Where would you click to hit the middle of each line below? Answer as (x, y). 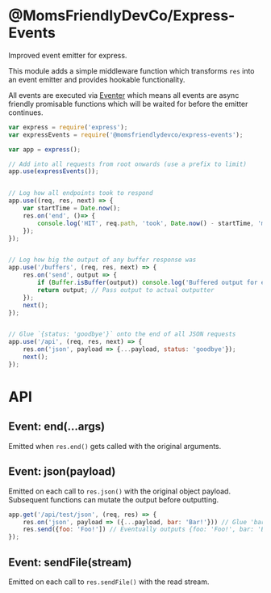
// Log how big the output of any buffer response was (102, 260)
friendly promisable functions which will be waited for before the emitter (128, 104)
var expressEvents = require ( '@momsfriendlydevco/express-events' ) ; (126, 135)
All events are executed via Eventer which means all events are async (124, 95)
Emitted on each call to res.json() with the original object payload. (120, 491)
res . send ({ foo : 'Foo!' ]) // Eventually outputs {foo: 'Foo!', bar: (138, 529)
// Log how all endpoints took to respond (81, 193)
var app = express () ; (45, 149)
